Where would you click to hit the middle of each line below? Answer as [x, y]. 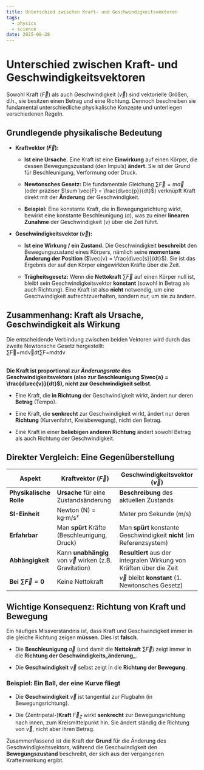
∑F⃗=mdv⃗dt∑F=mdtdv [36, 352]
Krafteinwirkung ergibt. [35, 760]
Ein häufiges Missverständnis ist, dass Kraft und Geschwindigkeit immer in [100, 631]
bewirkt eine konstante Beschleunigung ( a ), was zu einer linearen [107, 215]
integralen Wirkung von [153, 560]
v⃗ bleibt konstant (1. [151, 578]
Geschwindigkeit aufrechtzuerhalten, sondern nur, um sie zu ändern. [110, 296]
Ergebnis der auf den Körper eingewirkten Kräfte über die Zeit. [102, 265]
